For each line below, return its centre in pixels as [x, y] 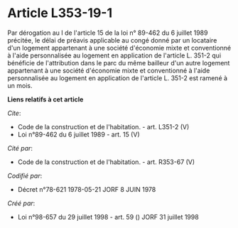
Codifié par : [25, 175]
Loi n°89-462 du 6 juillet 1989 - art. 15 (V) [79, 134]
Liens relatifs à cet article [45, 99]
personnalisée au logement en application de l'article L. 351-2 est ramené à [118, 78]
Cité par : [20, 148]
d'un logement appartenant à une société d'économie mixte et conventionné [119, 48]
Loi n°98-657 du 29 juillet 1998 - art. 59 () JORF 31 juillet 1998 [108, 217]
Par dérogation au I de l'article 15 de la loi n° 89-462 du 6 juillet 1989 [108, 33]
